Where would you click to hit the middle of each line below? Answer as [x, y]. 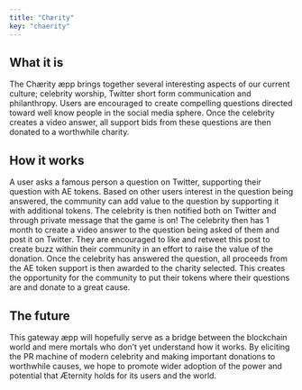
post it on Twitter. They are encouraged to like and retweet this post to [140, 240]
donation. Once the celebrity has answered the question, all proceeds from [149, 258]
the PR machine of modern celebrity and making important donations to [142, 356]
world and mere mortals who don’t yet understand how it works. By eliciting [150, 347]
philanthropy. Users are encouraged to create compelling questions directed [151, 104]
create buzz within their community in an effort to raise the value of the [141, 249]
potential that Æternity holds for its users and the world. [113, 376]
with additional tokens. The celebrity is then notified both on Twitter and [143, 211]
